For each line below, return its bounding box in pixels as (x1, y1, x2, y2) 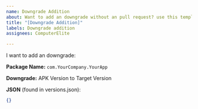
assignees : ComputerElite (6, 31, 70, 37)
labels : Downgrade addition (6, 25, 75, 31)
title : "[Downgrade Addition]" (6, 19, 83, 25)
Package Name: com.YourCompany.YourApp (6, 63, 108, 71)
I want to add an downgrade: (6, 52, 76, 59)
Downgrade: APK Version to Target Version (6, 75, 112, 82)
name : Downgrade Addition (6, 8, 70, 15)
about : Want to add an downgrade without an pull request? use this (6, 14, 178, 20)
